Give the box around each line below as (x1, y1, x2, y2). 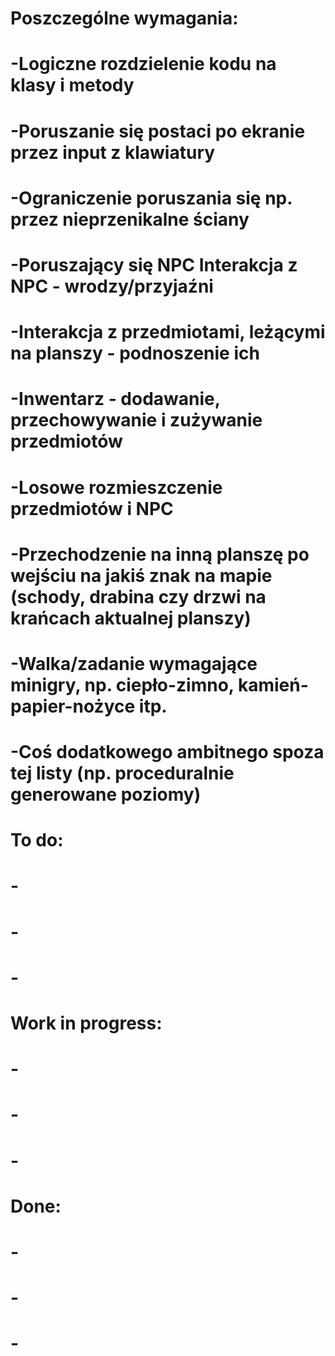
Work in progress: (10, 1012, 163, 1034)
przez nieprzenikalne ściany (10, 208, 250, 231)
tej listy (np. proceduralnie (10, 762, 235, 785)
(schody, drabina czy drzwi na (10, 585, 267, 608)
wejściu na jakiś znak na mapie (10, 564, 273, 587)
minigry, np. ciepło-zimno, (10, 673, 235, 696)
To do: (10, 829, 64, 852)
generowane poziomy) (10, 783, 202, 806)
